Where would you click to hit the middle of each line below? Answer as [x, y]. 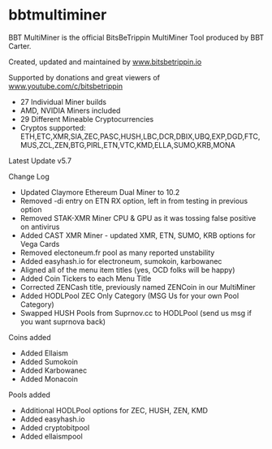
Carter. [20, 45]
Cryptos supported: [53, 127]
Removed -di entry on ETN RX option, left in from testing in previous [134, 201]
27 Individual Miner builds [63, 101]
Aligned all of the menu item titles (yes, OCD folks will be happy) [127, 270]
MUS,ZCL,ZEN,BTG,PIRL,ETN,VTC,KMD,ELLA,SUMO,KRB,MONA [127, 145]
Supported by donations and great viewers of [84, 77]
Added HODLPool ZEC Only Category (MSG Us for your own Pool [130, 296]
